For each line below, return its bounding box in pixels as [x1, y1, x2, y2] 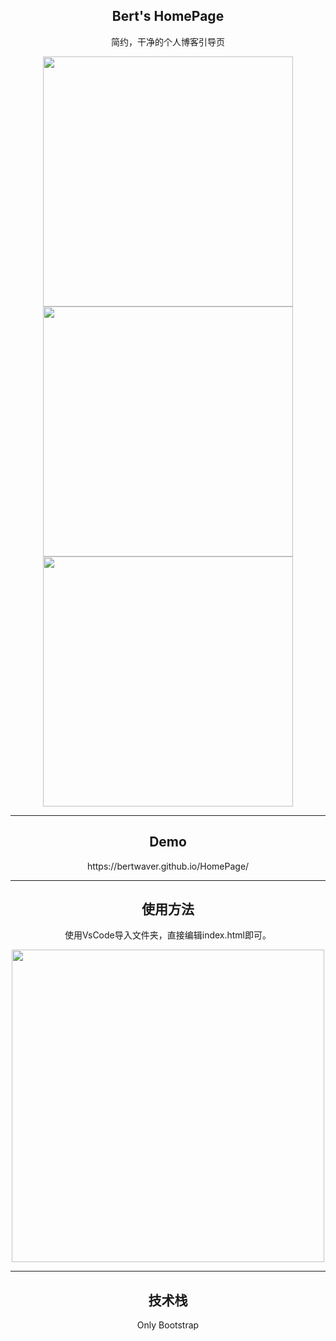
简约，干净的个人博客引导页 [111, 35, 225, 48]
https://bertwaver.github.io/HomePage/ [86, 860, 250, 872]
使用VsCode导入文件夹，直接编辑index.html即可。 [64, 929, 272, 941]
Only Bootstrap [136, 1319, 200, 1331]
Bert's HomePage [111, 8, 225, 25]
